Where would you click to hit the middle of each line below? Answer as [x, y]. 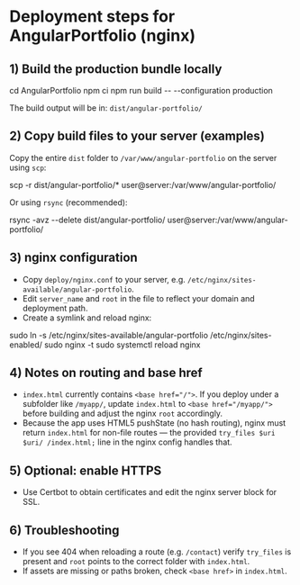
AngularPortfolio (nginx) [103, 36]
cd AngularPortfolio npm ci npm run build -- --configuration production [141, 90]
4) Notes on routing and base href [106, 373]
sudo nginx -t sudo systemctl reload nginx [122, 345]
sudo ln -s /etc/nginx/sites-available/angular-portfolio [109, 335]
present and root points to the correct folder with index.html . [136, 562]
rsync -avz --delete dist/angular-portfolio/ [87, 220]
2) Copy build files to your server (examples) [137, 136]
